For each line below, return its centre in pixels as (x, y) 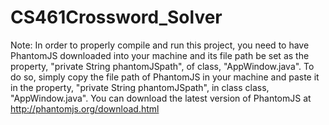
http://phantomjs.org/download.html (85, 108)
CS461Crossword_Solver (116, 17)
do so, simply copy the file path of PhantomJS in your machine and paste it (165, 77)
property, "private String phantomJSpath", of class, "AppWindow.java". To (162, 66)
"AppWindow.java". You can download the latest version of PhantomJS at (161, 98)
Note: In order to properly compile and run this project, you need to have (160, 45)
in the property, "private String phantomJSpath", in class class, (140, 87)
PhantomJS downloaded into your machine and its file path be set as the (160, 55)
